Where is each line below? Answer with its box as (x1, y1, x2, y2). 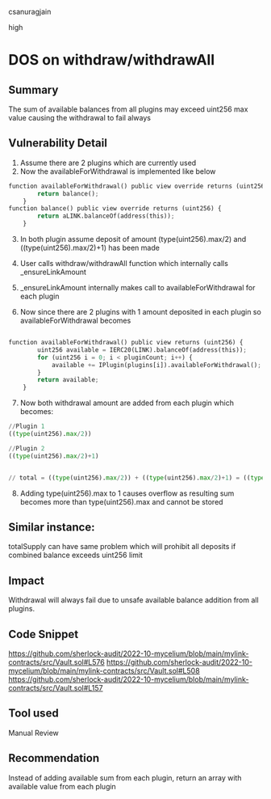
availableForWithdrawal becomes (19, 315, 131, 326)
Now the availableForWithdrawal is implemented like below (19, 166, 216, 176)
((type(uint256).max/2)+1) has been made (19, 243, 160, 253)
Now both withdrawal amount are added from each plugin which (19, 398, 234, 408)
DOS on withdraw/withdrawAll (8, 51, 215, 70)
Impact (8, 573, 44, 587)
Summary (8, 82, 59, 96)
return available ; (37, 376, 99, 384)
